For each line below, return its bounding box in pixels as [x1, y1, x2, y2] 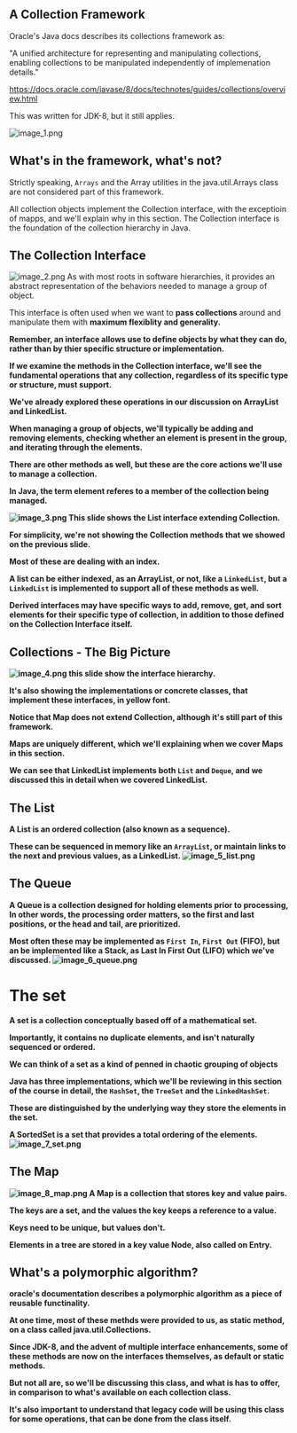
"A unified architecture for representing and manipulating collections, [9, 48, 262, 59]
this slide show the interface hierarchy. [68, 669, 215, 679]
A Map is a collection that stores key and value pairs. [89, 1187, 288, 1198]
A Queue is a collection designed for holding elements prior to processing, [9, 899, 289, 910]
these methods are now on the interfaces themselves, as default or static [9, 1351, 285, 1362]
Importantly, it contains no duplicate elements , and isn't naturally [9, 1032, 255, 1043]
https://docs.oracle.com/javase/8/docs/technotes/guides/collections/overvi [9, 83, 286, 94]
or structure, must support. [9, 380, 113, 390]
